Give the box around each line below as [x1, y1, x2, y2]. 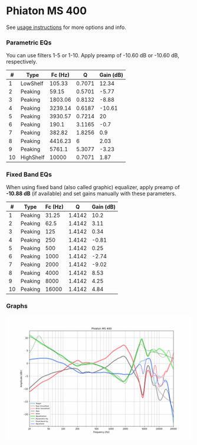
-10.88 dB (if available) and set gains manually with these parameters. [6, 190, 176, 197]
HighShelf [20, 154, 45, 161]
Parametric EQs [6, 38, 52, 47]
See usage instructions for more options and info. [6, 24, 127, 31]
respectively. [6, 58, 37, 66]
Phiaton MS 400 [6, 4, 87, 18]
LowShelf [20, 80, 44, 87]
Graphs [6, 302, 28, 310]
